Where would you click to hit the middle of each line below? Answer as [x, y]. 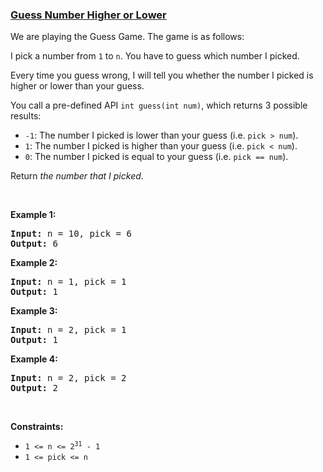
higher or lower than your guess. [77, 86]
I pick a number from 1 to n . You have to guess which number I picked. [155, 56]
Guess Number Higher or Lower [88, 15]
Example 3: [34, 311]
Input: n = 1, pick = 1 [68, 282]
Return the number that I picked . [77, 176]
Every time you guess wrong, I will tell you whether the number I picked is [162, 75]
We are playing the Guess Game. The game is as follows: [127, 37]
